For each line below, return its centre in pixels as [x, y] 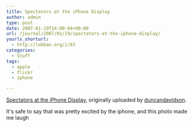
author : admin [24, 17]
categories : [21, 50]
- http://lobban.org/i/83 [44, 45]
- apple [21, 67]
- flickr [22, 72]
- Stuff [21, 56]
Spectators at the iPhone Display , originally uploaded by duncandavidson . [96, 100]
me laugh [18, 118]
